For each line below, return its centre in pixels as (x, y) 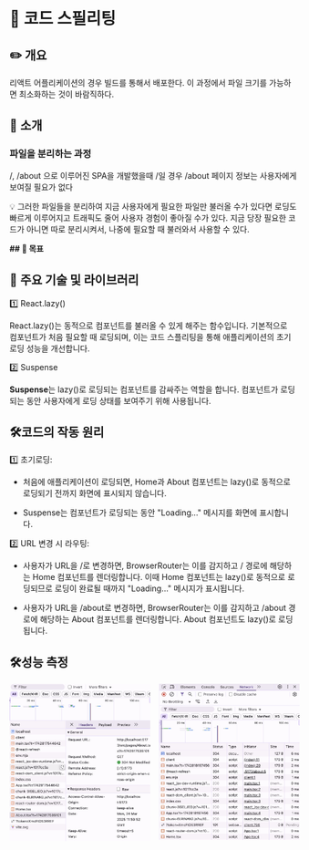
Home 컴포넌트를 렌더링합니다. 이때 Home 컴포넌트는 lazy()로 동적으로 (159, 577)
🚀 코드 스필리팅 (63, 19)
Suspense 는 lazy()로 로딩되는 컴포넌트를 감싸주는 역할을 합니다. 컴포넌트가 (144, 389)
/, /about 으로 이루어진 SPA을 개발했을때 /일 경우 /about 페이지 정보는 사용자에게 (153, 175)
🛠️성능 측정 (39, 662)
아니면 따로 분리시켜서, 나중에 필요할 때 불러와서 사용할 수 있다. (138, 229)
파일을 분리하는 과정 (51, 154)
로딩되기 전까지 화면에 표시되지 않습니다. (94, 493)
